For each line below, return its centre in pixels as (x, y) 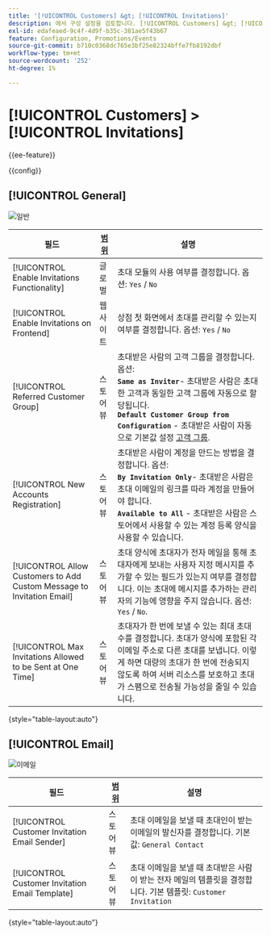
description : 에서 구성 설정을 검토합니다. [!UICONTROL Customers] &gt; (123, 23)
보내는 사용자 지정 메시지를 (197, 564)
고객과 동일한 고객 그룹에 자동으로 (187, 393)
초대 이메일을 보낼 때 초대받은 (183, 868)
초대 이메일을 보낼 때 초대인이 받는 (191, 820)
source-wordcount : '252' (50, 61)
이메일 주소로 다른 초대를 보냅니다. (179, 650)
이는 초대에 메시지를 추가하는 (188, 588)
